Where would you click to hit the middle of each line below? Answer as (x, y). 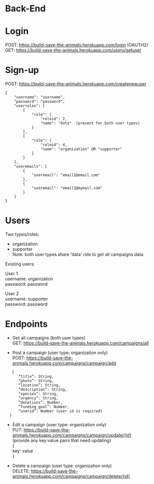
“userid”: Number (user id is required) (60, 411)
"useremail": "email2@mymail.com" (67, 188)
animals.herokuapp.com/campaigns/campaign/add (64, 363)
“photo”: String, (36, 381)
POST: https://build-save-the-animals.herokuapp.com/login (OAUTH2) (77, 45)
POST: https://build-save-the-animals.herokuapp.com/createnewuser (76, 84)
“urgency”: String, (38, 398)
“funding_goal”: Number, (44, 407)
